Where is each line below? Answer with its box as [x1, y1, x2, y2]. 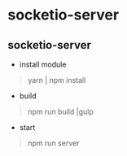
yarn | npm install [27, 76, 86, 84]
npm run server [27, 138, 80, 148]
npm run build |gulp [27, 107, 94, 116]
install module [19, 59, 67, 69]
